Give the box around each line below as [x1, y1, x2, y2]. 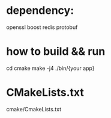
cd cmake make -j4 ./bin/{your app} [6, 64, 95, 72]
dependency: [6, 4, 74, 17]
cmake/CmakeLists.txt [6, 105, 62, 113]
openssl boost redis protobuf [6, 23, 78, 31]
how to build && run [6, 45, 106, 58]
